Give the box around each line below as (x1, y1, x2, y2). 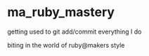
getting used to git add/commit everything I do (7, 27, 142, 36)
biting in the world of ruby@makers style (7, 41, 125, 49)
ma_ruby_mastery (7, 4, 115, 20)
